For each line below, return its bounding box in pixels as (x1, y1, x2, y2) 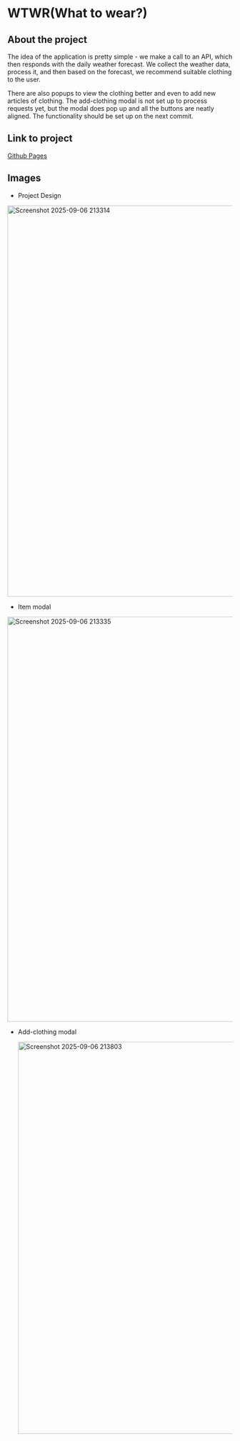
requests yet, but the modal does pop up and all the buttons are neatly (7, 104, 214, 112)
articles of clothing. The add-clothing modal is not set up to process (7, 96, 208, 105)
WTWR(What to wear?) (7, 5, 148, 21)
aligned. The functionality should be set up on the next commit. (7, 112, 194, 120)
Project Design (17, 191, 62, 199)
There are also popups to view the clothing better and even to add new (7, 89, 216, 97)
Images (7, 172, 41, 184)
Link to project (7, 132, 73, 144)
